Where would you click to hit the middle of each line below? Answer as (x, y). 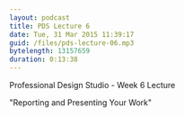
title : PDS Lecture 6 (50, 26)
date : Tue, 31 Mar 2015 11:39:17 (72, 34)
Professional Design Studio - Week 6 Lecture (92, 85)
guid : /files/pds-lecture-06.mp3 (72, 43)
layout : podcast (39, 18)
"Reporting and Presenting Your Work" (81, 103)
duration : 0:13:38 (44, 59)
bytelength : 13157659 (50, 51)
